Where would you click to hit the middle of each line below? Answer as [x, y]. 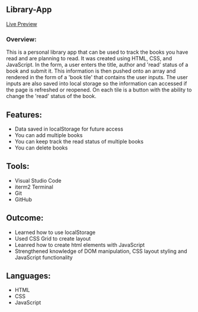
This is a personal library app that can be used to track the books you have [97, 52]
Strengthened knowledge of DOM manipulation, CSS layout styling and [101, 251]
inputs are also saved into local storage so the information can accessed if [97, 84]
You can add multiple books [48, 135]
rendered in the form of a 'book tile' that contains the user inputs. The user [97, 77]
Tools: [18, 166]
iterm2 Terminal [34, 187]
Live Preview [22, 24]
